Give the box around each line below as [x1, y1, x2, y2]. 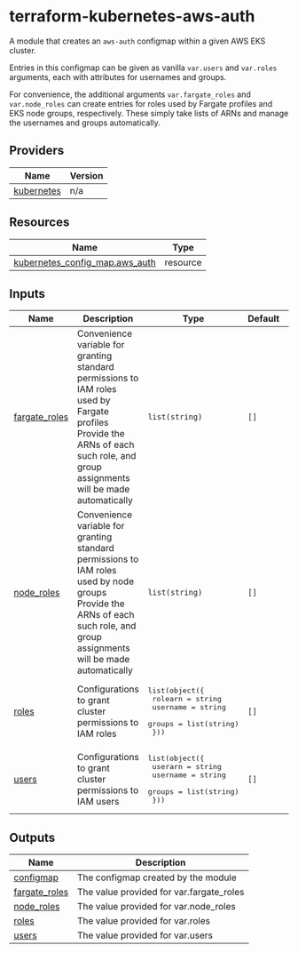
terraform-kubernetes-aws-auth [9, 6, 255, 27]
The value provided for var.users [76, 929, 213, 941]
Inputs [9, 286, 46, 301]
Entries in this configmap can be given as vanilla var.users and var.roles [9, 62, 278, 73]
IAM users [76, 796, 120, 808]
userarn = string [152, 762, 222, 772]
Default [247, 313, 280, 325]
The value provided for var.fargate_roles [76, 886, 245, 899]
